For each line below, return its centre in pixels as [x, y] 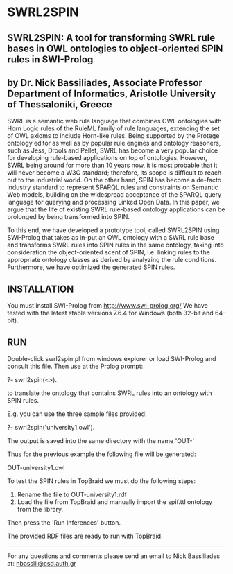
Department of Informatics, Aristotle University [112, 93]
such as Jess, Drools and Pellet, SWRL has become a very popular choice [113, 150]
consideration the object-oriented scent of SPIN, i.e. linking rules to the [109, 252]
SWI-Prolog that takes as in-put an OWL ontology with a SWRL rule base [111, 238]
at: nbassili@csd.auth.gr [42, 564]
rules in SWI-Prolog [50, 59]
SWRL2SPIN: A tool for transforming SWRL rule [111, 38]
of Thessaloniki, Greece [60, 104]
